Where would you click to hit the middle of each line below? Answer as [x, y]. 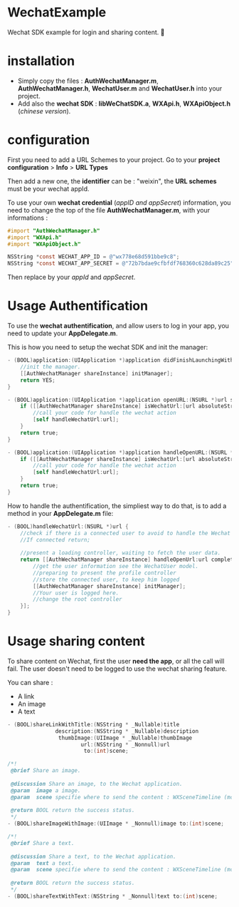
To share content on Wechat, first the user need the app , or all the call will [116, 661]
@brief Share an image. [46, 771]
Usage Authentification [78, 306]
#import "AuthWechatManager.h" [54, 230]
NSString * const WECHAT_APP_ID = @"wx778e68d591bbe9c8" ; [94, 257]
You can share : [30, 682]
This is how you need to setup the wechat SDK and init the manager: [108, 348]
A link [26, 696]
